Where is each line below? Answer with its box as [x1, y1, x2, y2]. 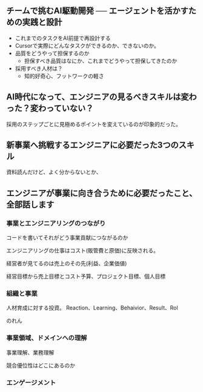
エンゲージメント [6, 378, 56, 387]
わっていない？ [38, 103, 94, 113]
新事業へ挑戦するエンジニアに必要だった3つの [6, 140, 179, 150]
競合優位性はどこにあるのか [6, 362, 76, 369]
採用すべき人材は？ [15, 64, 63, 72]
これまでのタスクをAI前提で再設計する [15, 34, 111, 41]
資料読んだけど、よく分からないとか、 [6, 169, 102, 176]
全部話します [6, 199, 55, 209]
